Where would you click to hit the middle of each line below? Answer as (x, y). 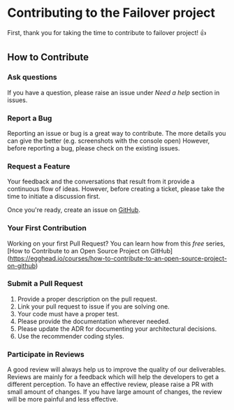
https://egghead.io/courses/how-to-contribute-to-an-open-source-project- (118, 258)
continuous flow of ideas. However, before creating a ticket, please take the (116, 189)
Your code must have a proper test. (68, 313)
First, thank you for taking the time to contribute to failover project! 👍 (107, 32)
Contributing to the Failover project (111, 13)
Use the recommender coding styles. (71, 336)
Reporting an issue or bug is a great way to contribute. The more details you (117, 133)
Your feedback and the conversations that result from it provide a (101, 182)
